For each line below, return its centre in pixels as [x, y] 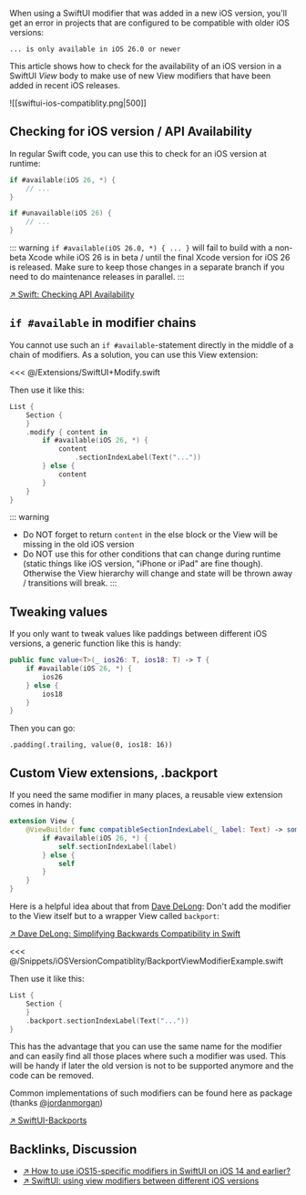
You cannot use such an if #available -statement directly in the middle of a [152, 344]
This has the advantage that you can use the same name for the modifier [146, 1047]
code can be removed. [51, 1076]
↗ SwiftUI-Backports [48, 1120]
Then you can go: [42, 729]
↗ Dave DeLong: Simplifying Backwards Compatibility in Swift [125, 934]
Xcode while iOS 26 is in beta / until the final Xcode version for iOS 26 [159, 258]
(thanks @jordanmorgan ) [56, 1103]
